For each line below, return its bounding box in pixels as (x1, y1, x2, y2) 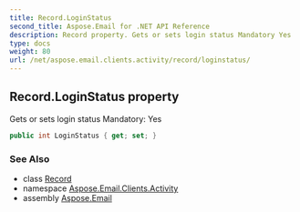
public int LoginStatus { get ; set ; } (9, 131, 157, 140)
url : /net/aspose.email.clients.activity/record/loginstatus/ (9, 56, 251, 65)
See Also (9, 152, 50, 165)
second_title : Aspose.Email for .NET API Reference (9, 22, 210, 31)
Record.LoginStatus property (9, 89, 180, 105)
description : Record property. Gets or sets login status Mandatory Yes (9, 30, 292, 39)
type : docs (9, 38, 51, 48)
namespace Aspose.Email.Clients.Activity (22, 183, 179, 194)
